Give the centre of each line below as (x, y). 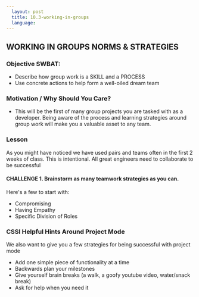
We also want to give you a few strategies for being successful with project (98, 245)
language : (24, 23)
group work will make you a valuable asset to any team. (83, 124)
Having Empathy (35, 210)
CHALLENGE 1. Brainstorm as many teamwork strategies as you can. (93, 179)
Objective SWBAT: (33, 64)
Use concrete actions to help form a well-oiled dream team (87, 83)
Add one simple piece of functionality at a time (72, 262)
